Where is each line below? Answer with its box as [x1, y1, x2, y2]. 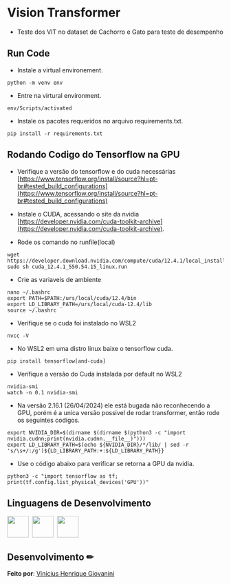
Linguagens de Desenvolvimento [7, 497, 151, 509]
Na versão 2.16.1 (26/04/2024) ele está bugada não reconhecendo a [16, 401, 210, 410]
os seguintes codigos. [16, 416, 80, 424]
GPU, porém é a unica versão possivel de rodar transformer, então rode [16, 408, 220, 416]
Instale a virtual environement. [16, 66, 103, 74]
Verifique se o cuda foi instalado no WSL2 [16, 319, 136, 327]
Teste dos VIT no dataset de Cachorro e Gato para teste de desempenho [16, 28, 223, 36]
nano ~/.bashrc [7, 288, 51, 296]
